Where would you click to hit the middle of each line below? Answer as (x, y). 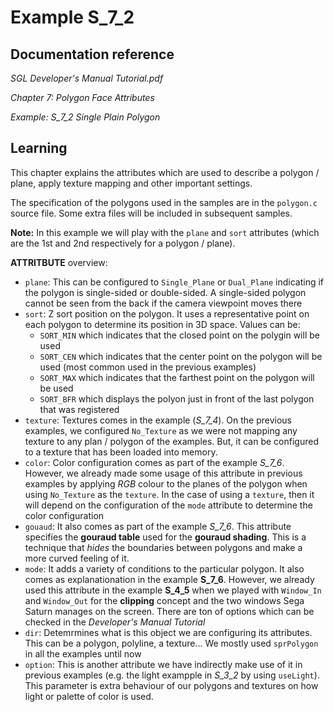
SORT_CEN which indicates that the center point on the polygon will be (181, 356)
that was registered (79, 409)
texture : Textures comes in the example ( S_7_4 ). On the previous (158, 420)
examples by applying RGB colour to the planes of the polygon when (166, 483)
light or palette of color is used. (89, 696)
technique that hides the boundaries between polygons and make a (163, 547)
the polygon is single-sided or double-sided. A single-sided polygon (165, 292)
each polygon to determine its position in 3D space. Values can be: (162, 324)
